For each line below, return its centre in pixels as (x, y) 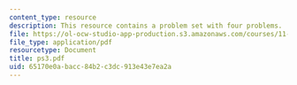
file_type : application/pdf (61, 42)
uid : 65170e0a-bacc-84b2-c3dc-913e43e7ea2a (91, 67)
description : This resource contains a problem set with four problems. (146, 26)
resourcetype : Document (53, 50)
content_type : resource (53, 17)
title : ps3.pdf (37, 58)
